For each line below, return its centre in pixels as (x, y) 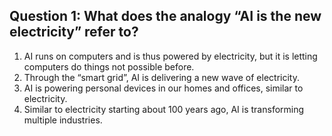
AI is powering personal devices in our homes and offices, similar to (163, 88)
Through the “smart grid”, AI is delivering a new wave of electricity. (161, 77)
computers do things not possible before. (109, 66)
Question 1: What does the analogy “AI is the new (165, 16)
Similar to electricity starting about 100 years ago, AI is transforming (164, 109)
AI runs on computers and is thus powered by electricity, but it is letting (170, 56)
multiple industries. (63, 120)
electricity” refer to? (74, 32)
